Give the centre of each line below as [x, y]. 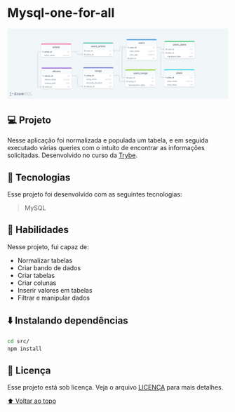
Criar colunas [37, 283]
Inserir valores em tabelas [55, 290]
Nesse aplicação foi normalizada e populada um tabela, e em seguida [108, 140]
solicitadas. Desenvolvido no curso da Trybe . [73, 155]
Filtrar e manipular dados [53, 298]
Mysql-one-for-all [61, 13]
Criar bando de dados [49, 267]
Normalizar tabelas [45, 260]
